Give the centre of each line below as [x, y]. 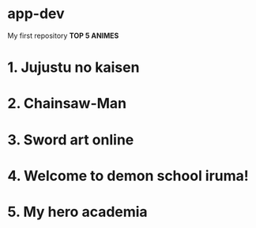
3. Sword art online [71, 140]
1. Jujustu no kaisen [73, 67]
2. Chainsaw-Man [67, 104]
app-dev [36, 14]
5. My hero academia [77, 212]
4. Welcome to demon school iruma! [128, 176]
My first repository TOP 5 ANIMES [63, 36]
